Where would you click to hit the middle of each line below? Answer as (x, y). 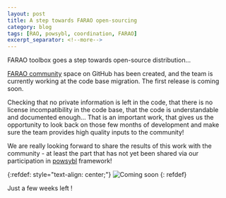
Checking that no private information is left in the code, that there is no (110, 102)
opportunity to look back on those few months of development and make (113, 125)
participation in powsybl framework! (60, 161)
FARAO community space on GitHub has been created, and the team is (110, 74)
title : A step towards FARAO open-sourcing (72, 20)
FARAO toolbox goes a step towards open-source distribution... (99, 60)
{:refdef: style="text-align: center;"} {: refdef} (97, 175)
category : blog (30, 27)
